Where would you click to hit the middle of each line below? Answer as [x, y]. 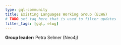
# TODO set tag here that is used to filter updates [61, 19]
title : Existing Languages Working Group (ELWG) [56, 14]
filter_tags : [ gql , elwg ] [32, 23]
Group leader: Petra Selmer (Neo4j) [42, 38]
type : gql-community [27, 10]
